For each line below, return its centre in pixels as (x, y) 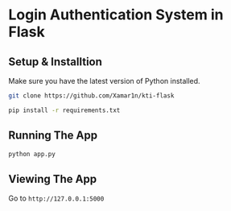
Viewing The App (53, 179)
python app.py (32, 154)
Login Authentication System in (116, 15)
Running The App (53, 136)
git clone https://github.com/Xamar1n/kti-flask (91, 96)
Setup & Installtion (56, 62)
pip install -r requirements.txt (64, 110)
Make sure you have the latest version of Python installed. (104, 81)
